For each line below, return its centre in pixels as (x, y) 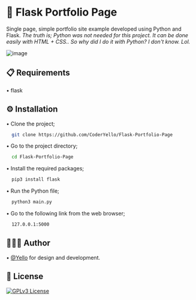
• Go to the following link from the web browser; (66, 214)
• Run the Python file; (33, 191)
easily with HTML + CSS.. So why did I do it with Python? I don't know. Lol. (98, 41)
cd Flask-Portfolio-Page (43, 157)
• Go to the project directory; (42, 146)
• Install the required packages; (45, 169)
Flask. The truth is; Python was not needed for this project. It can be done (97, 35)
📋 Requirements (38, 73)
